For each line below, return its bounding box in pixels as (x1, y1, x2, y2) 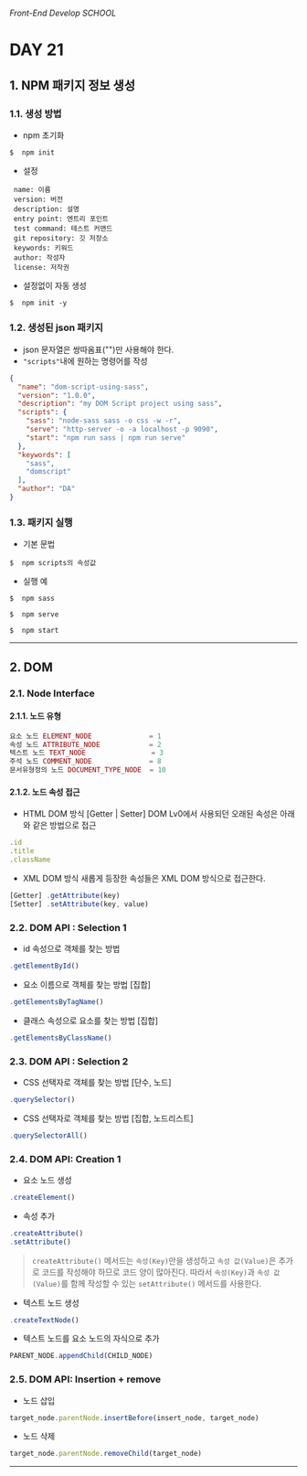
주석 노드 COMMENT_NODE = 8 (9, 757, 162, 766)
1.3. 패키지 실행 (9, 516, 73, 529)
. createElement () (9, 1193, 76, 1202)
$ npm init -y (9, 298, 68, 308)
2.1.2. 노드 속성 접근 (9, 786, 80, 797)
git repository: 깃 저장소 (13, 234, 109, 243)
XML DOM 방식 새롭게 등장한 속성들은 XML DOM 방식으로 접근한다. (22, 872, 267, 883)
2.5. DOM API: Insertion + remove (9, 1373, 162, 1385)
